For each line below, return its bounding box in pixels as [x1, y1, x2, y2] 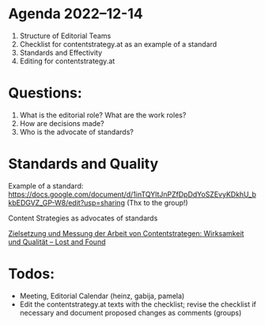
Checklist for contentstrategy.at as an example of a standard [19, 39, 218, 48]
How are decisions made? [19, 118, 104, 128]
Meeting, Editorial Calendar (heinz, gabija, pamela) [19, 291, 185, 300]
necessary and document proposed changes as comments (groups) [19, 308, 242, 317]
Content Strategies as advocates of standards [8, 213, 158, 223]
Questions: [8, 84, 83, 102]
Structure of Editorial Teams [19, 31, 112, 40]
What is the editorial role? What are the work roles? [19, 110, 187, 120]
